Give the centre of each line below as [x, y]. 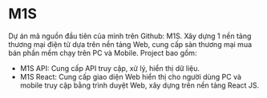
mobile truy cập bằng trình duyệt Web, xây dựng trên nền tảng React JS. [140, 85]
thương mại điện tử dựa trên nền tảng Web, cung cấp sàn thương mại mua [130, 44]
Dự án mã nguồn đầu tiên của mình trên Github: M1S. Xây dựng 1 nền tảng [130, 36]
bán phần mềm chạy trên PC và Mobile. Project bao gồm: [103, 53]
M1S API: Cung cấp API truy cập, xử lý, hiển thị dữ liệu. [110, 68]
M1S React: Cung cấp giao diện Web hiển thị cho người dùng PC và [131, 76]
